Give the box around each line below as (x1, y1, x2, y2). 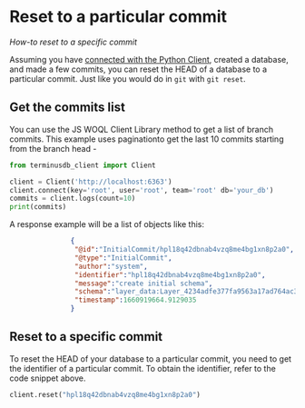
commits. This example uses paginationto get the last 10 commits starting (9, 134, 284, 144)
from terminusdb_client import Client (9, 161, 156, 170)
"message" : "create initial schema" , (74, 279, 213, 288)
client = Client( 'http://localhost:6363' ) (9, 177, 172, 186)
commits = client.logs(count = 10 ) (9, 194, 136, 204)
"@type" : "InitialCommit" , (74, 253, 172, 263)
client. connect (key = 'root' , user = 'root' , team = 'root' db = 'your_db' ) (9, 185, 274, 194)
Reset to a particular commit (9, 6, 227, 27)
